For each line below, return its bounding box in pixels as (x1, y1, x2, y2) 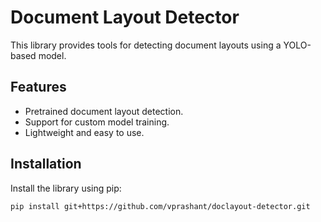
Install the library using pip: (10, 182, 122, 194)
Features (10, 79, 67, 96)
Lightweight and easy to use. (24, 126, 145, 138)
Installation (10, 156, 82, 173)
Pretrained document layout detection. (24, 105, 184, 117)
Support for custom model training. (24, 116, 170, 128)
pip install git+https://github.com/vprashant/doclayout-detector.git (10, 201, 311, 211)
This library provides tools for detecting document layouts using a (10, 39, 282, 51)
